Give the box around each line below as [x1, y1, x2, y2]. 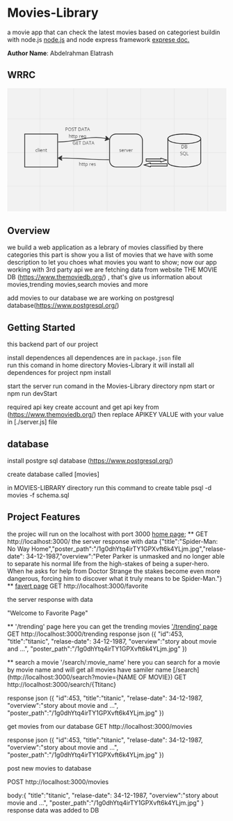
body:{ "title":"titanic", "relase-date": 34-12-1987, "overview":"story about [7, 791, 219, 799]
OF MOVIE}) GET [138, 672, 187, 681]
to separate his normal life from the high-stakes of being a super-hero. [7, 559, 210, 568]
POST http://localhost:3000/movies [7, 777, 109, 786]
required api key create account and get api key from [7, 403, 159, 411]
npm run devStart [7, 390, 58, 398]
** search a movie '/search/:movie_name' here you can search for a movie [7, 658, 220, 666]
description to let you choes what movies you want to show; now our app [7, 258, 217, 267]
